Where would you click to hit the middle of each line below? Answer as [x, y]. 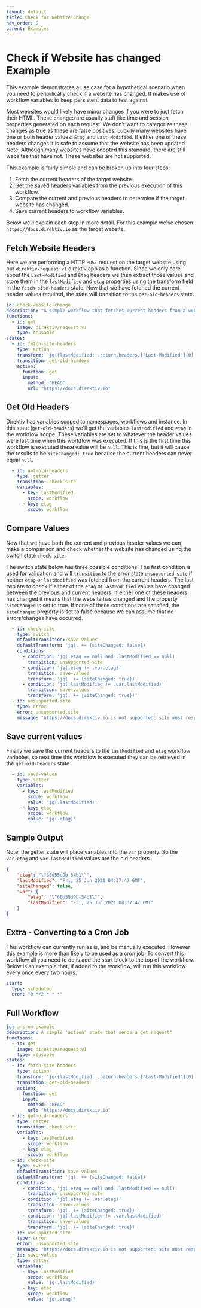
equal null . [20, 460]
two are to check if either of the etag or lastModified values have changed [98, 586]
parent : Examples [28, 28]
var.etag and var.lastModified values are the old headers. [79, 858]
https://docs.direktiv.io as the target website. [66, 229]
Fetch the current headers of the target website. [74, 180]
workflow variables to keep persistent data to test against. [78, 100]
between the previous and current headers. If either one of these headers [97, 592]
